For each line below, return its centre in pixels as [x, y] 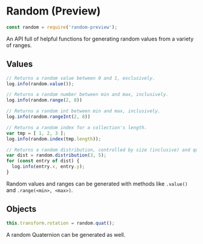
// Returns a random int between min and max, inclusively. [84, 111]
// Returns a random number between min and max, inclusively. [88, 95]
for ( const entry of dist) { [43, 161]
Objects [21, 209]
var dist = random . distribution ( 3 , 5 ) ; [56, 155]
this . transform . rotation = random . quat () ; [60, 223]
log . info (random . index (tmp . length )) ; [54, 139]
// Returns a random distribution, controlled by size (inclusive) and [98, 150]
